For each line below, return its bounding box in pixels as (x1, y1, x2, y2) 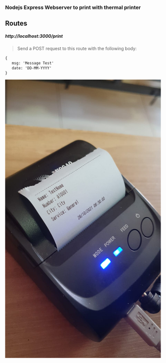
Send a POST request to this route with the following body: (17, 46, 137, 52)
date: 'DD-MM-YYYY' (11, 66, 52, 71)
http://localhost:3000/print (5, 33, 63, 39)
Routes (5, 19, 28, 28)
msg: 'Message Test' (11, 61, 54, 66)
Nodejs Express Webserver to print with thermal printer (5, 4, 141, 11)
